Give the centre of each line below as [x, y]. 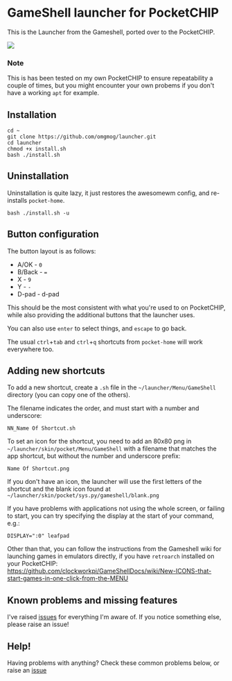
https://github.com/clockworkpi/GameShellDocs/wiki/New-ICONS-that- [109, 571]
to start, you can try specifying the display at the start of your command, [111, 516]
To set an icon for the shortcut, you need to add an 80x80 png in [99, 442]
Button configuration [53, 234]
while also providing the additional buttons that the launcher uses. [101, 314]
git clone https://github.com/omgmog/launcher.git [82, 137]
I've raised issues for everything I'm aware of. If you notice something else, [114, 617]
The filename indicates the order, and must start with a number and [103, 408]
